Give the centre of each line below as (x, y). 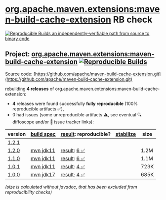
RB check (133, 20)
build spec (43, 134)
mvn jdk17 (43, 174)
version (17, 134)
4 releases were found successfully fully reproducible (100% (75, 103)
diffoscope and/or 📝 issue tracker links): (53, 122)
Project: (18, 54)
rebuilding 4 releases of (30, 89)
